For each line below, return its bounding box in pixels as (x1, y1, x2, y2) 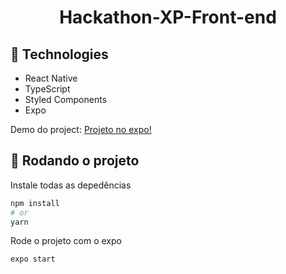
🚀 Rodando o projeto (10, 152, 140, 170)
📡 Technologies (10, 46, 109, 63)
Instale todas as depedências (10, 179, 132, 191)
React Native (24, 72, 78, 84)
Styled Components (24, 94, 108, 105)
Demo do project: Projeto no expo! (10, 124, 152, 135)
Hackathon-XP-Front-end (59, 6, 277, 29)
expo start (10, 254, 56, 265)
